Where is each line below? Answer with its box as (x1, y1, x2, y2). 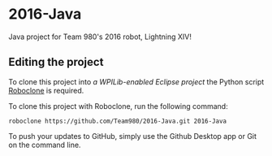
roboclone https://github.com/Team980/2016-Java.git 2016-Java (8, 117, 227, 125)
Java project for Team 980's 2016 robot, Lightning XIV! (8, 32, 192, 41)
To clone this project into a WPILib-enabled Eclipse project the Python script (8, 76, 265, 86)
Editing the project (8, 55, 104, 69)
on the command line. (8, 140, 81, 149)
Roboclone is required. (8, 85, 84, 95)
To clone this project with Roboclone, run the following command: (8, 101, 229, 110)
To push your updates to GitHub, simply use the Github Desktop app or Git (8, 131, 257, 141)
